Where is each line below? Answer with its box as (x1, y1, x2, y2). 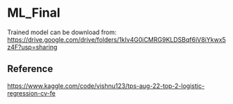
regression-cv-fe (7, 89, 56, 97)
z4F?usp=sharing (7, 43, 58, 51)
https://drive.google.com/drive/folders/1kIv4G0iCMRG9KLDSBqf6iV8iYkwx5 (7, 35, 226, 43)
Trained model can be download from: (7, 28, 117, 36)
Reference (7, 63, 54, 75)
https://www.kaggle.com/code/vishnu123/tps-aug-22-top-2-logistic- (7, 82, 205, 90)
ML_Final (7, 5, 61, 21)
